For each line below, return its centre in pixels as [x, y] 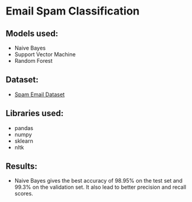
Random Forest [33, 61]
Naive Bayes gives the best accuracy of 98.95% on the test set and [98, 181]
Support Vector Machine [45, 54]
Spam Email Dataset [39, 94]
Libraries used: [35, 113]
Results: [22, 167]
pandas [24, 128]
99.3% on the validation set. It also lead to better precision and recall [100, 187]
